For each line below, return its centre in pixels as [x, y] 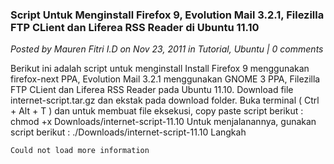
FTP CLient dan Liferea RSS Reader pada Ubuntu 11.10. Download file [152, 90]
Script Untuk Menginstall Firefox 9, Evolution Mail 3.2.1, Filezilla [167, 15]
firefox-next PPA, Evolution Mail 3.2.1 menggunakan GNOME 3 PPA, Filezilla [165, 79]
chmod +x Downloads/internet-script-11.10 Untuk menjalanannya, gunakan [163, 122]
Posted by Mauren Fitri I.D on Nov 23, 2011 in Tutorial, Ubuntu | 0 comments [167, 49]
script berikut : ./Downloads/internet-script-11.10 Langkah [128, 132]
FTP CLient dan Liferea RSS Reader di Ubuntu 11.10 [135, 27]
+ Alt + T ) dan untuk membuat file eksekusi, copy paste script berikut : [157, 111]
